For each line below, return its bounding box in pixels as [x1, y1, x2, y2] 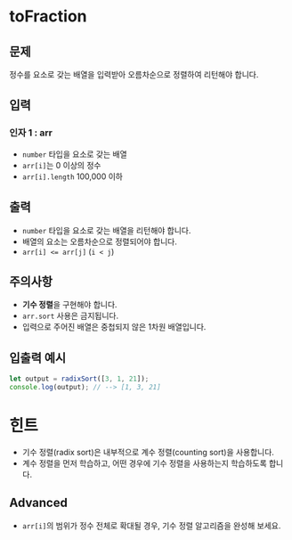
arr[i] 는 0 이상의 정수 [21, 160, 101, 170]
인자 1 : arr [9, 127, 53, 139]
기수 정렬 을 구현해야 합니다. [21, 299, 118, 310]
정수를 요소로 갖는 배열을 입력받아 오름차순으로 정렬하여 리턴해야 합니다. [9, 70, 259, 79]
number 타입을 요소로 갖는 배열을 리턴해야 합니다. [21, 225, 191, 235]
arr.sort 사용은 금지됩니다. [21, 310, 119, 322]
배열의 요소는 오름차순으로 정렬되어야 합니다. [21, 236, 178, 247]
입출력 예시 [9, 350, 67, 365]
